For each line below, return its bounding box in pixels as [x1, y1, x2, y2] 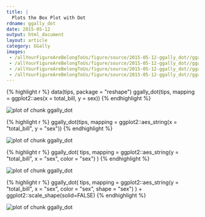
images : [6, 49, 26, 55]
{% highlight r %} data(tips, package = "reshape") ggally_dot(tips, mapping [6, 88, 195, 95]
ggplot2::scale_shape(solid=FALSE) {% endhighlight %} [6, 192, 146, 199]
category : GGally [6, 43, 51, 50]
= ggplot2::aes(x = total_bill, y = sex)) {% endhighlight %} [6, 95, 151, 102]
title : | [6, 9, 29, 15]
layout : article [6, 37, 48, 43]
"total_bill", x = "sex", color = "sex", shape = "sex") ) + [6, 185, 142, 193]
